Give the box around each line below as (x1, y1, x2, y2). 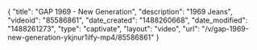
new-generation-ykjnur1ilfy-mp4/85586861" (7, 32, 155, 42)
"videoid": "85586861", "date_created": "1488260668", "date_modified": (7, 15, 248, 25)
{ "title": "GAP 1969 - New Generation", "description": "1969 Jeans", (7, 7, 233, 16)
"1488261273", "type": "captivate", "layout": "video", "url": (7, 24, 201, 33)
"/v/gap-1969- (201, 24, 249, 33)
